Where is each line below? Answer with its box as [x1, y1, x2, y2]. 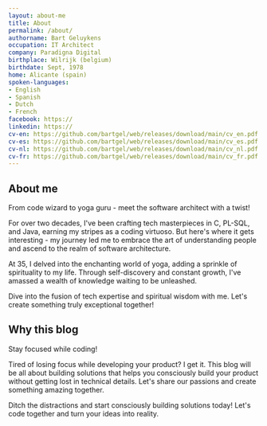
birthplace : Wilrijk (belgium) [8, 57, 112, 64]
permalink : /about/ [8, 26, 73, 34]
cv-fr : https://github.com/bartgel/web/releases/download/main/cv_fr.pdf [8, 152, 259, 160]
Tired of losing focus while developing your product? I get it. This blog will [8, 359, 251, 369]
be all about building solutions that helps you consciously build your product [8, 368, 259, 377]
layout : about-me [8, 11, 66, 20]
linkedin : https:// [8, 123, 73, 131]
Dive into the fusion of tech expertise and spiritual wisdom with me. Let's [8, 291, 248, 301]
